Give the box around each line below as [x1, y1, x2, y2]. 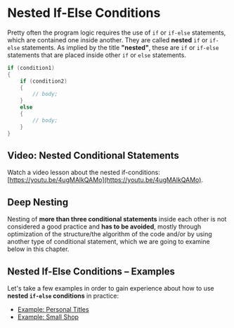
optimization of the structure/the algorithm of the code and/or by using [7, 230, 212, 238]
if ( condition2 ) [20, 78, 68, 85]
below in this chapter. [7, 245, 70, 253]
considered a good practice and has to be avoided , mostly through [7, 222, 202, 231]
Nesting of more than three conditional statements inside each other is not [7, 215, 227, 224]
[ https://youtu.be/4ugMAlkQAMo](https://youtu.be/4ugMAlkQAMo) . [7, 176, 204, 184]
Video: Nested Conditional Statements [7, 150, 179, 162]
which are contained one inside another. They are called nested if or [7, 35, 209, 44]
